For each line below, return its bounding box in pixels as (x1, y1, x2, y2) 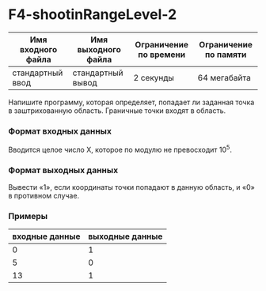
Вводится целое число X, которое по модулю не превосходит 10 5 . (8, 144, 232, 154)
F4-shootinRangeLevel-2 (8, 6, 177, 24)
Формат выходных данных (8, 164, 119, 176)
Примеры (8, 211, 48, 222)
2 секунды (133, 72, 174, 83)
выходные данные (88, 231, 163, 242)
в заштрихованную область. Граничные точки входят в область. (8, 105, 226, 115)
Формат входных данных (8, 125, 112, 136)
